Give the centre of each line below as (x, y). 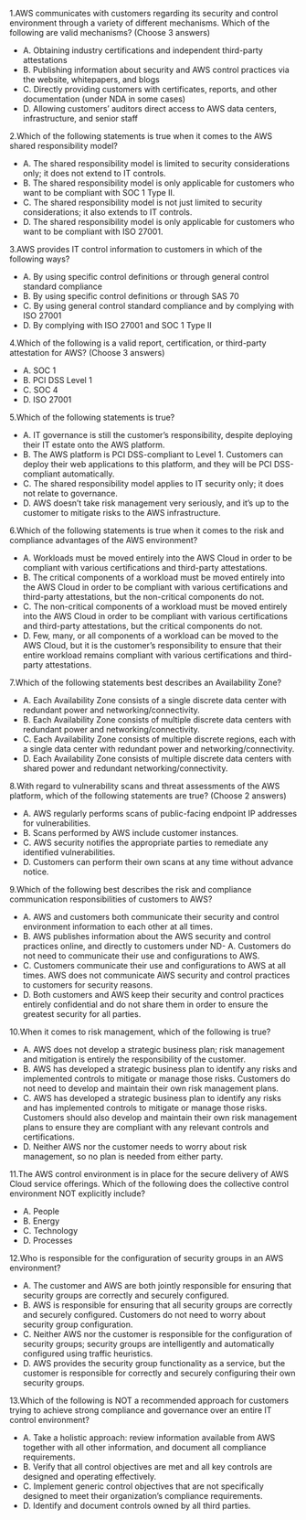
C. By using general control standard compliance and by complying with (158, 306)
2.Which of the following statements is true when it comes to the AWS (141, 136)
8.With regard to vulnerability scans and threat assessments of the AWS (145, 786)
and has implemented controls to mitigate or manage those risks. (145, 1108)
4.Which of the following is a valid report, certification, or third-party (138, 343)
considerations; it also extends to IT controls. (107, 212)
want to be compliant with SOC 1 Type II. (99, 193)
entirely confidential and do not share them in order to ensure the (145, 1004)
